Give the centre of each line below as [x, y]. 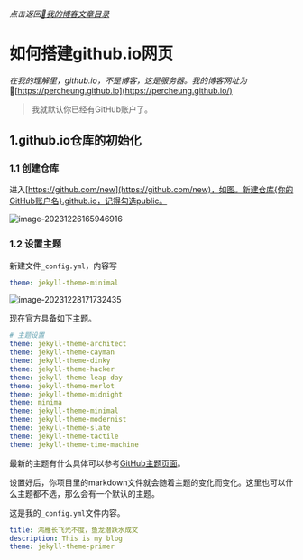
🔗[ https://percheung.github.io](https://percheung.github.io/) [121, 90]
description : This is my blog [66, 538]
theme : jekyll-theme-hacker [62, 369]
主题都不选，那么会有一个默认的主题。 [88, 493]
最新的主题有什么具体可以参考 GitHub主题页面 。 [97, 463]
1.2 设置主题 [36, 244]
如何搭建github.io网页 [92, 53]
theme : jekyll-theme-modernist [68, 420]
